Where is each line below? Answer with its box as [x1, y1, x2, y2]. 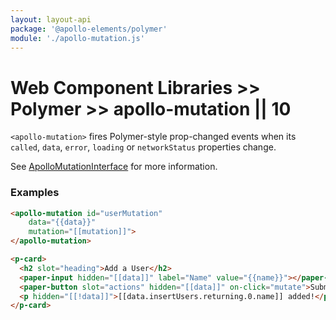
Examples [10, 186, 60, 200]
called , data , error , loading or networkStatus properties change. [10, 141, 277, 153]
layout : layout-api [10, 14, 92, 25]
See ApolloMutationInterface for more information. [10, 161, 218, 173]
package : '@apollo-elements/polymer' [10, 24, 168, 34]
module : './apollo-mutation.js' [10, 33, 145, 43]
